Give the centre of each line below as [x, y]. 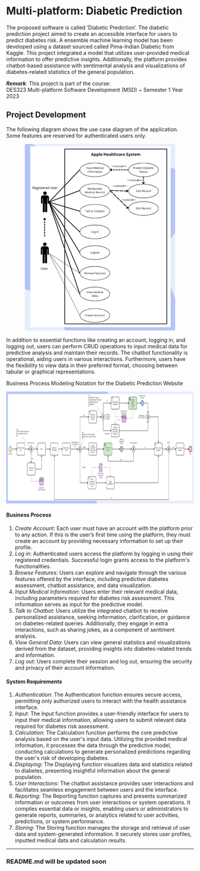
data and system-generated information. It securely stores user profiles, [103, 834]
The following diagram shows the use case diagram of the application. [92, 129]
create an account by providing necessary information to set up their [99, 540]
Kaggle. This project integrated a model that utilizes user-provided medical [98, 52]
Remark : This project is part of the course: [59, 83]
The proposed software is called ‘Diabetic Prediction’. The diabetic [87, 27]
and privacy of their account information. [65, 668]
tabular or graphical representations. [51, 372]
